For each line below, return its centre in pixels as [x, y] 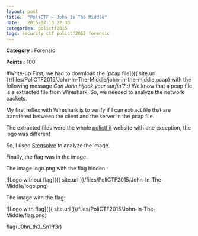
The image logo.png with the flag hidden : [57, 169]
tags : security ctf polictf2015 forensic [58, 34]
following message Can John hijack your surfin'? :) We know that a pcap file [99, 86]
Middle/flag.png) [27, 215]
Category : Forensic [31, 50]
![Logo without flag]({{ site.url [42, 180]
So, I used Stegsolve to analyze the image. [58, 146]
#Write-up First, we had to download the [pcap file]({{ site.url [81, 73]
